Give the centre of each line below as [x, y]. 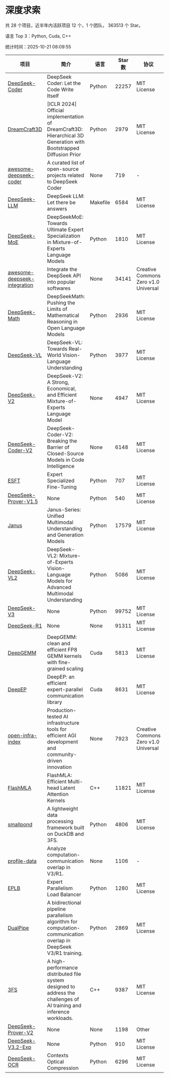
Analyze [57, 848]
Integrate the [62, 269]
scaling [75, 668]
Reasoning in [62, 321]
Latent [68, 788]
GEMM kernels [64, 656]
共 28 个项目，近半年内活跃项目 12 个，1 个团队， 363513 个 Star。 [74, 25]
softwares [59, 288]
